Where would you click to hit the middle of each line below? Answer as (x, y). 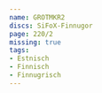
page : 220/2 (31, 34)
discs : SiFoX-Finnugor (51, 26)
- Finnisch (29, 67)
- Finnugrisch (35, 75)
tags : (19, 50)
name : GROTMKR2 (37, 17)
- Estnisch (29, 58)
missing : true (35, 42)
